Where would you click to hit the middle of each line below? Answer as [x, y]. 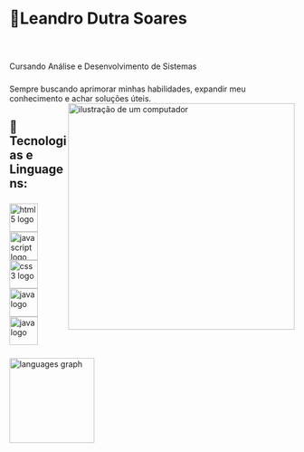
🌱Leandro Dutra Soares [98, 19]
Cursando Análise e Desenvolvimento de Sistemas [103, 66]
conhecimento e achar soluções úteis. [81, 98]
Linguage [36, 170]
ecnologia [38, 141]
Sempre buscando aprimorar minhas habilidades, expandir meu [128, 89]
